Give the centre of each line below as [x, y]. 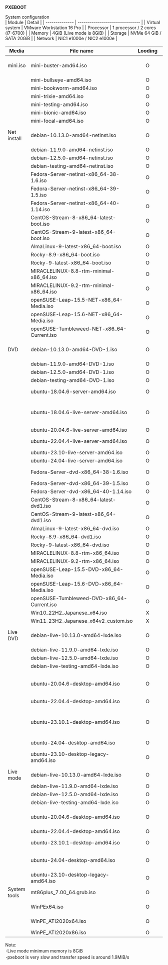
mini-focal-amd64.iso [57, 121]
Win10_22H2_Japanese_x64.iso [69, 613]
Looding [147, 51]
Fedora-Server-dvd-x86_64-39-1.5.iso [79, 483]
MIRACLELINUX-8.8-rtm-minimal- [73, 271]
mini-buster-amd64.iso [59, 66]
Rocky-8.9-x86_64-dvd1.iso [66, 537]
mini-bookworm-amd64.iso [64, 88]
